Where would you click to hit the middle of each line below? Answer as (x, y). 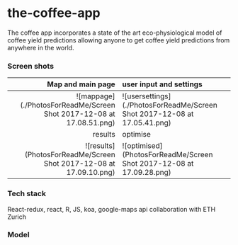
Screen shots (31, 66)
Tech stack (27, 194)
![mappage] (96, 96)
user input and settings (163, 84)
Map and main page (81, 84)
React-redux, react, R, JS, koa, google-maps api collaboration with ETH (112, 209)
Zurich (17, 217)
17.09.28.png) (147, 173)
